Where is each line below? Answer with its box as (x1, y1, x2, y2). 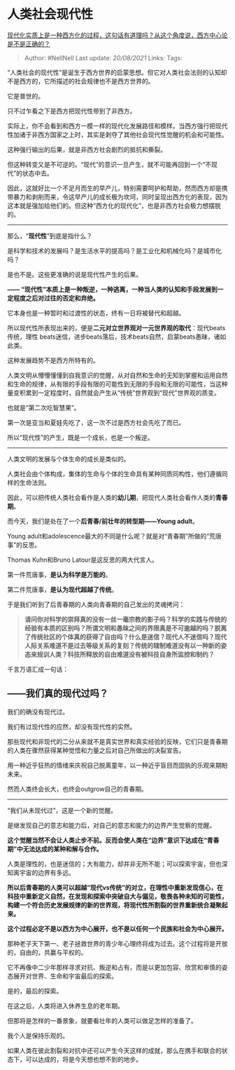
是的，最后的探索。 (7, 987, 63, 995)
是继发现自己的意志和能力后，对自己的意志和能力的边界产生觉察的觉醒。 (7, 821, 215, 829)
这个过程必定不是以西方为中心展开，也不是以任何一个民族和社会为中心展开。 (7, 924, 228, 933)
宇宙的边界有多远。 (19, 868, 75, 876)
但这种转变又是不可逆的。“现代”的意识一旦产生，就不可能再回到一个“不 (7, 160, 212, 168)
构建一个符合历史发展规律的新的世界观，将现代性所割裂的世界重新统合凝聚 (7, 900, 222, 909)
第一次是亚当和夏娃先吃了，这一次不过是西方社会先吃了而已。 (7, 418, 185, 426)
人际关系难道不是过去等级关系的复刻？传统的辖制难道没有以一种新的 (24, 641, 221, 649)
